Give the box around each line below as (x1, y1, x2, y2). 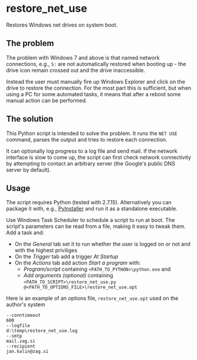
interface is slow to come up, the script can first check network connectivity (6, 153, 192, 161)
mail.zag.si (6, 338, 35, 344)
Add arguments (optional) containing (23, 272, 113, 279)
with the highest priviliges (14, 247, 78, 254)
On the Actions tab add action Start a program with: (14, 259, 141, 267)
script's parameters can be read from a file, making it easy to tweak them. (6, 223, 186, 230)
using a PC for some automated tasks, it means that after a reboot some (6, 90, 181, 97)
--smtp (6, 333, 22, 339)
